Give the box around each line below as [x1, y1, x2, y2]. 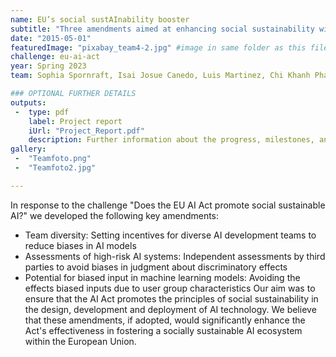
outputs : [10, 97, 47, 108]
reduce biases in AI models [24, 239, 137, 251]
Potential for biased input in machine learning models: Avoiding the [24, 271, 301, 283]
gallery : [10, 144, 47, 155]
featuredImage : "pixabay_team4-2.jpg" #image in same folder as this [10, 42, 307, 53]
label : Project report [28, 116, 123, 126]
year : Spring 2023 [10, 61, 87, 71]
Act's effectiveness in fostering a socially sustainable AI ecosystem [24, 324, 303, 336]
